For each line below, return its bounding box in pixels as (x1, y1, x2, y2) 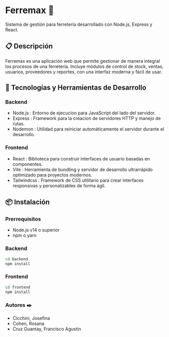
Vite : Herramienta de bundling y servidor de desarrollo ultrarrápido (12, 166, 153, 173)
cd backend (5, 257, 28, 262)
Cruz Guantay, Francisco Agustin (12, 326, 82, 332)
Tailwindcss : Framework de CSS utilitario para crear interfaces (12, 177, 144, 183)
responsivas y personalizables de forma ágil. (12, 182, 106, 189)
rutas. (12, 121, 25, 127)
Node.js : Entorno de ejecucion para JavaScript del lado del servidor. (12, 110, 156, 116)
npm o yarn (12, 232, 37, 238)
